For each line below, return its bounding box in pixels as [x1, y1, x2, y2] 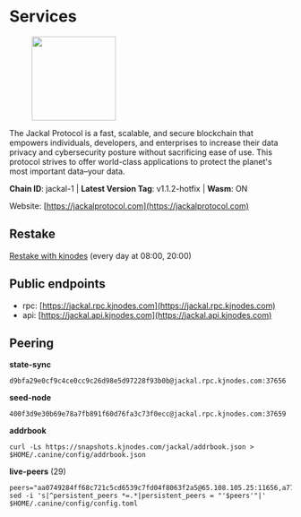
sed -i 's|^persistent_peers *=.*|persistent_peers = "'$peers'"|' [9, 491, 267, 501]
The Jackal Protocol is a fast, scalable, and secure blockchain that [9, 127, 254, 138]
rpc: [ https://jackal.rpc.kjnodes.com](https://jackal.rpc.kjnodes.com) [21, 300, 276, 311]
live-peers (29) [9, 466, 67, 477]
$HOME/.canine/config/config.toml [9, 499, 139, 508]
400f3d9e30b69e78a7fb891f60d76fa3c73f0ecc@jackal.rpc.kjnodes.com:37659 [9, 409, 287, 418]
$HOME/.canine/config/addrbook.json [9, 451, 146, 460]
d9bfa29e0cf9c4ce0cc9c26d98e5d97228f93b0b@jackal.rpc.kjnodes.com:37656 [9, 376, 287, 386]
